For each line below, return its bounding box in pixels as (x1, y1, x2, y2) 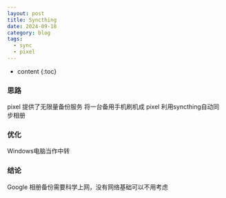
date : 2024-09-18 (7, 23, 57, 30)
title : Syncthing (7, 16, 57, 23)
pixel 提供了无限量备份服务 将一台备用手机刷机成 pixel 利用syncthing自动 (7, 102, 214, 111)
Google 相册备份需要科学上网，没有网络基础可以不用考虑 (7, 183, 169, 191)
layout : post (7, 10, 45, 17)
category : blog (7, 29, 51, 36)
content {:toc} (17, 67, 57, 76)
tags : (7, 36, 23, 43)
